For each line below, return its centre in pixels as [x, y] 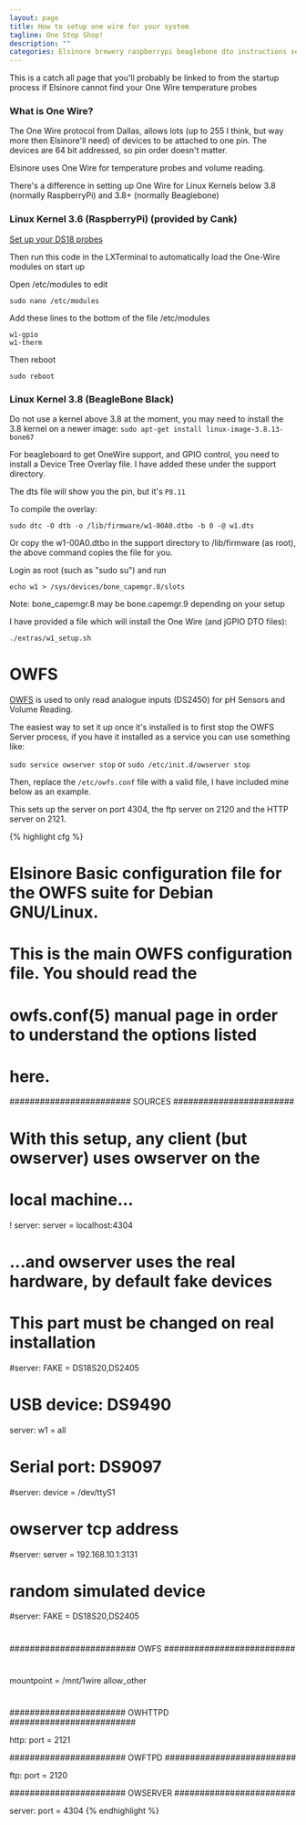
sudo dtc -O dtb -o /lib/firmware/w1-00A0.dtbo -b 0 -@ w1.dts [132, 526]
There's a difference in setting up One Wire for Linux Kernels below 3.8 [143, 186]
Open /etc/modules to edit [59, 284]
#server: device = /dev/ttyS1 [62, 1492]
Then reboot [33, 359]
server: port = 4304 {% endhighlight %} [84, 1811]
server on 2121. [38, 819]
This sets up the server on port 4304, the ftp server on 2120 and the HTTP [149, 809]
